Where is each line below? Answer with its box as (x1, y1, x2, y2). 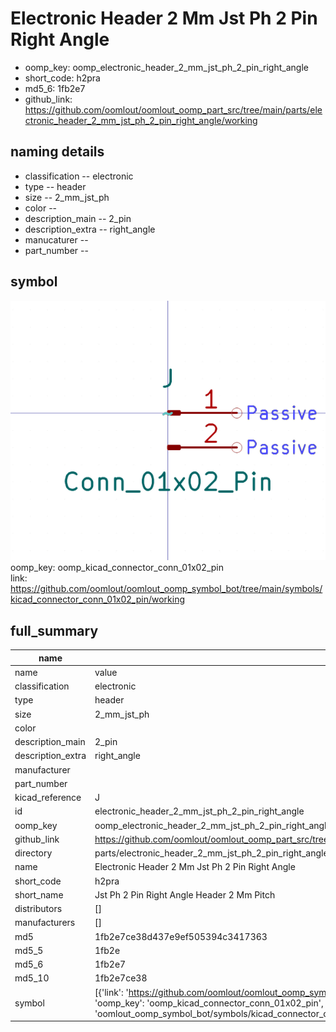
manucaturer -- (24, 233, 89, 246)
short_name (14, 888, 64, 901)
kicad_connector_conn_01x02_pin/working (10, 593, 185, 606)
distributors (14, 903, 63, 915)
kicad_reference (14, 792, 82, 804)
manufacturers (14, 917, 76, 929)
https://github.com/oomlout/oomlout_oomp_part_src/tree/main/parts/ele (24, 103, 323, 116)
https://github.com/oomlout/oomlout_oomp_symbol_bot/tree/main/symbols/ (10, 583, 323, 595)
